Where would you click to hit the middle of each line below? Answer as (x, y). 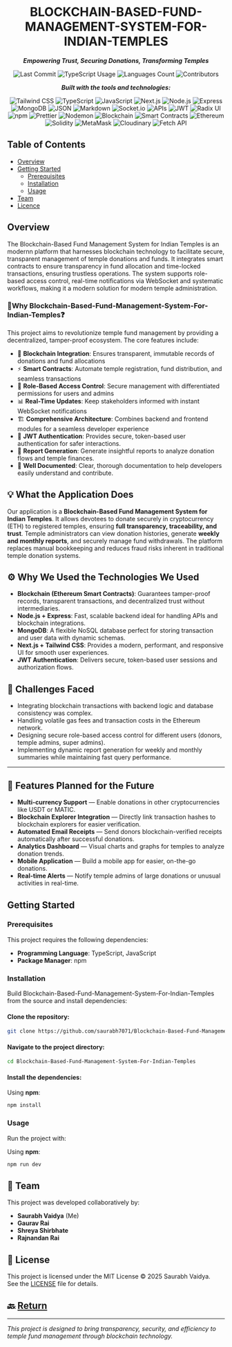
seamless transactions (49, 379)
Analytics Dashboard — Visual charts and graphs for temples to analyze (120, 847)
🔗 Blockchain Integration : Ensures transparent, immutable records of (116, 353)
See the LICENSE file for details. (53, 1284)
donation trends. (40, 854)
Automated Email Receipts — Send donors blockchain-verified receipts (119, 832)
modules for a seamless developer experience (83, 428)
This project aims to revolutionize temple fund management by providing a (113, 332)
